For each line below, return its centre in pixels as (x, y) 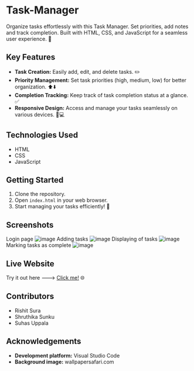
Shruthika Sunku (34, 317)
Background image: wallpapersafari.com (64, 362)
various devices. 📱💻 (40, 114)
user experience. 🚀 (29, 39)
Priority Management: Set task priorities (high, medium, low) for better (100, 80)
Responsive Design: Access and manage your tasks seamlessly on (96, 108)
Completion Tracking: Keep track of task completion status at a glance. (101, 95)
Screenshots (30, 225)
